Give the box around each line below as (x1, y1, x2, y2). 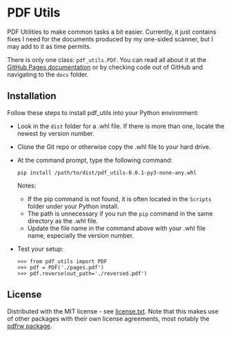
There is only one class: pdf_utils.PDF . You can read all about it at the (7, 55, 207, 63)
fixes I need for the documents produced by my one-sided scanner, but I (7, 34, 214, 43)
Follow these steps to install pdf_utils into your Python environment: (7, 108, 199, 116)
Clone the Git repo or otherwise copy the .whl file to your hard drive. (17, 143, 212, 151)
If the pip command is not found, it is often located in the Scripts (27, 194, 212, 203)
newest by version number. (17, 129, 94, 137)
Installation (7, 90, 57, 102)
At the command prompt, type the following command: (17, 156, 173, 164)
